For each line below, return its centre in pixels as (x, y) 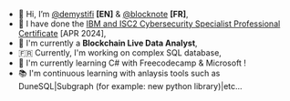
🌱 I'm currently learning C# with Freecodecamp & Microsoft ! (132, 63)
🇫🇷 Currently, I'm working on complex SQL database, (119, 53)
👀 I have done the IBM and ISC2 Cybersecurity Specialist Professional (149, 24)
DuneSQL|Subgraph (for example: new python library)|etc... (130, 86)
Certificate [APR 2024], (62, 33)
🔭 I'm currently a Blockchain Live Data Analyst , (108, 43)
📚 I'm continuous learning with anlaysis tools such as (119, 73)
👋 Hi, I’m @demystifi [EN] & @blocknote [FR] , (103, 14)
